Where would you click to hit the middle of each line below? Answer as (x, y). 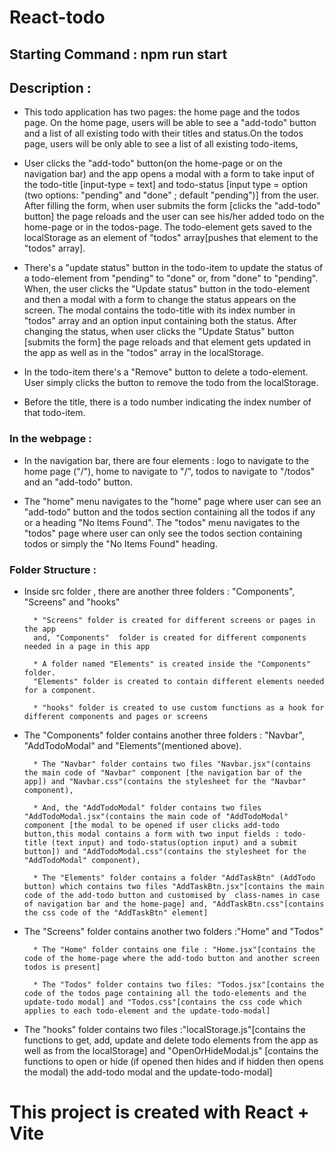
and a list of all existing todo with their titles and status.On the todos (163, 133)
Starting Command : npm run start (118, 54)
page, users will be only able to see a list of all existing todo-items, (161, 144)
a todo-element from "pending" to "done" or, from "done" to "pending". (171, 278)
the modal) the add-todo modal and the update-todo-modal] (148, 1072)
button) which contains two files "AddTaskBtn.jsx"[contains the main (174, 886)
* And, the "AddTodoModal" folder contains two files (147, 807)
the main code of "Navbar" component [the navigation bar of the (162, 772)
